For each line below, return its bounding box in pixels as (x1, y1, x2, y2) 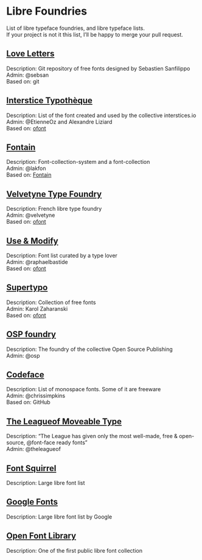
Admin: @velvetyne (6, 211, 55, 219)
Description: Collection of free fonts (6, 299, 96, 306)
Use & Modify (6, 236, 59, 246)
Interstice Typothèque (6, 96, 93, 106)
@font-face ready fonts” (26, 439, 88, 446)
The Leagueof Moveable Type (6, 416, 122, 427)
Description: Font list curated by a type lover (6, 252, 117, 259)
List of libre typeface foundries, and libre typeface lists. (6, 24, 145, 32)
